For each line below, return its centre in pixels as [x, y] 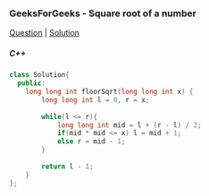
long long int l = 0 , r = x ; [96, 100]
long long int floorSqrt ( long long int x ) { [109, 92]
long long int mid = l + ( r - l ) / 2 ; [129, 125]
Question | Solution [45, 33]
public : [32, 83]
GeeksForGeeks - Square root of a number [103, 13]
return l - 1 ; [67, 166]
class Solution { [39, 75]
